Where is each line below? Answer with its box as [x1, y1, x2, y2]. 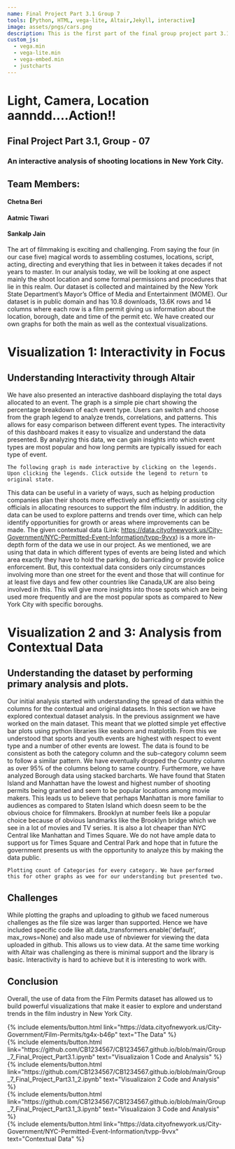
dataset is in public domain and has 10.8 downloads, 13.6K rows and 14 [7, 297, 211, 306]
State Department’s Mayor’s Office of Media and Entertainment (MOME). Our [7, 290, 228, 298]
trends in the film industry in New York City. [7, 1009, 133, 1017]
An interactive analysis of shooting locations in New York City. [7, 156, 224, 166]
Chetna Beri [7, 198, 43, 206]
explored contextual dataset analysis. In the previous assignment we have [7, 712, 220, 720]
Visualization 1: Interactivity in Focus [7, 344, 226, 360]
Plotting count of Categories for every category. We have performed [7, 866, 215, 873]
